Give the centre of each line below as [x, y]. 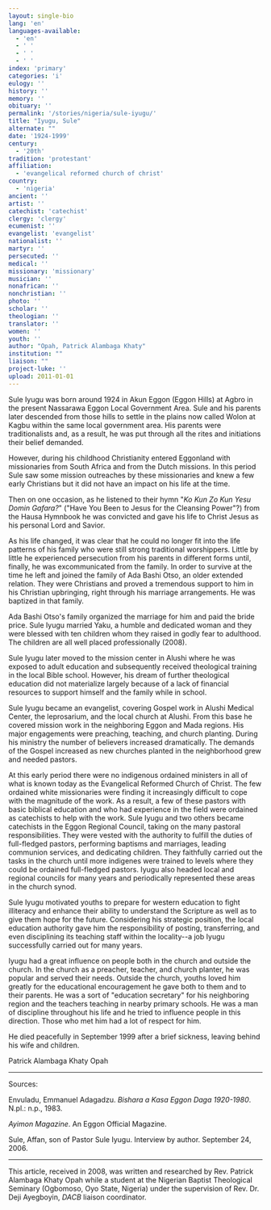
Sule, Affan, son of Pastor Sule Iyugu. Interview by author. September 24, [130, 1139]
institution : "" [35, 354]
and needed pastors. [43, 759]
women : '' [25, 331]
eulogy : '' [27, 83]
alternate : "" [32, 128]
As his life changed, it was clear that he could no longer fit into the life [124, 540]
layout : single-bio [41, 16]
